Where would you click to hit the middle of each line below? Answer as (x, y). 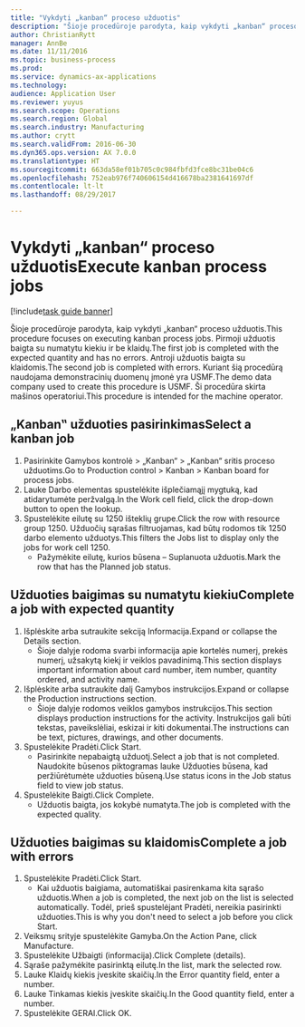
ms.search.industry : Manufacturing (77, 128)
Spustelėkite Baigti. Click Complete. (89, 795)
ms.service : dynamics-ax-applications (83, 77)
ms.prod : (27, 69)
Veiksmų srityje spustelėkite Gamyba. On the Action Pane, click (140, 936)
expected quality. (69, 814)
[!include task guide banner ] (62, 311)
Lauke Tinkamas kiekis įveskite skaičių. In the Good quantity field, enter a (159, 994)
